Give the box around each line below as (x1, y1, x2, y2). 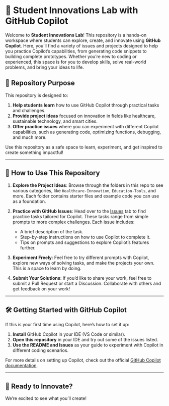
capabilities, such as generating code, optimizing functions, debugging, (12, 129, 161, 135)
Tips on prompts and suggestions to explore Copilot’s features (20, 239, 149, 245)
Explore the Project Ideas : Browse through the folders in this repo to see (12, 182, 163, 188)
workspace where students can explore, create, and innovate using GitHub (5, 37, 161, 43)
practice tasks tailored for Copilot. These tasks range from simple (12, 213, 149, 219)
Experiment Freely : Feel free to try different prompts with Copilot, (12, 255, 149, 261)
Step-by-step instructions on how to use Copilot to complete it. (20, 234, 151, 240)
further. (20, 244, 36, 250)
